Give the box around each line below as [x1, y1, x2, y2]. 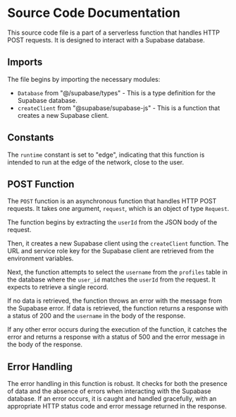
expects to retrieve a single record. [7, 283, 109, 291]
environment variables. [7, 254, 74, 262]
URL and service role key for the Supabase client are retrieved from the [7, 247, 214, 255]
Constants [7, 132, 54, 144]
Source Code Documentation [7, 5, 181, 21]
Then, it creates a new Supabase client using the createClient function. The [7, 239, 229, 248]
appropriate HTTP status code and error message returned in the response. [7, 402, 227, 411]
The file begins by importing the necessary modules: [7, 75, 161, 83]
